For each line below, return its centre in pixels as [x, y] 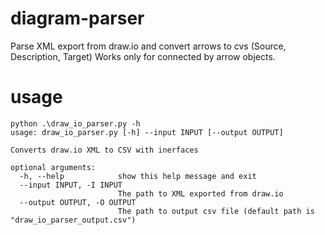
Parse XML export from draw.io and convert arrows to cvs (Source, [148, 46]
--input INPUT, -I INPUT [71, 185]
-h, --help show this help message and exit [138, 176]
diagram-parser [77, 18]
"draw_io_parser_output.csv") [73, 220]
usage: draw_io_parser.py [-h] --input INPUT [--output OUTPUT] [147, 132]
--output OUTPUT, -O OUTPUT [78, 202]
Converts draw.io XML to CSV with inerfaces [104, 150]
